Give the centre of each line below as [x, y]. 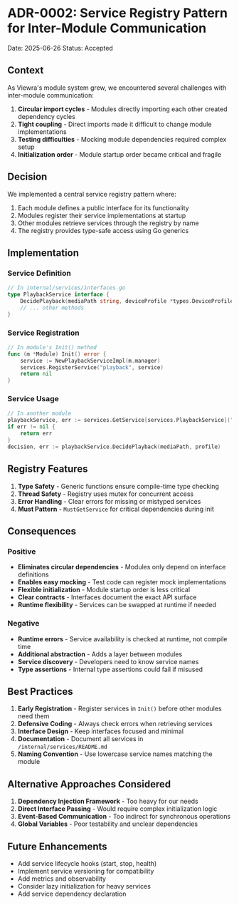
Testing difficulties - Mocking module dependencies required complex [122, 139]
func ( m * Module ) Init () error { [57, 354]
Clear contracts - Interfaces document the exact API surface [107, 597]
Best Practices [40, 692]
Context [26, 70]
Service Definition [39, 273]
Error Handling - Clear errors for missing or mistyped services [109, 501]
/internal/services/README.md [63, 747]
